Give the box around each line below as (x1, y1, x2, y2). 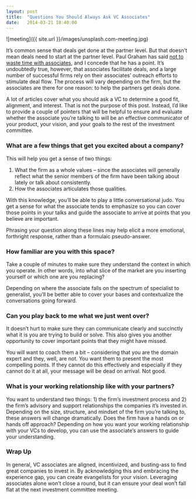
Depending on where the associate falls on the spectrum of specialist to (6, 284, 180, 291)
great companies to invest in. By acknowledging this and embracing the (6, 467, 179, 474)
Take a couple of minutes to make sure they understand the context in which (6, 261, 191, 268)
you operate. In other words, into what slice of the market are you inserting (6, 267, 186, 274)
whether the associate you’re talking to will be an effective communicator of (6, 114, 189, 122)
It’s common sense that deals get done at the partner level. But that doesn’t (6, 47, 187, 54)
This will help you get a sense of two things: (6, 155, 112, 162)
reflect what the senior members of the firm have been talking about (14, 173, 180, 180)
